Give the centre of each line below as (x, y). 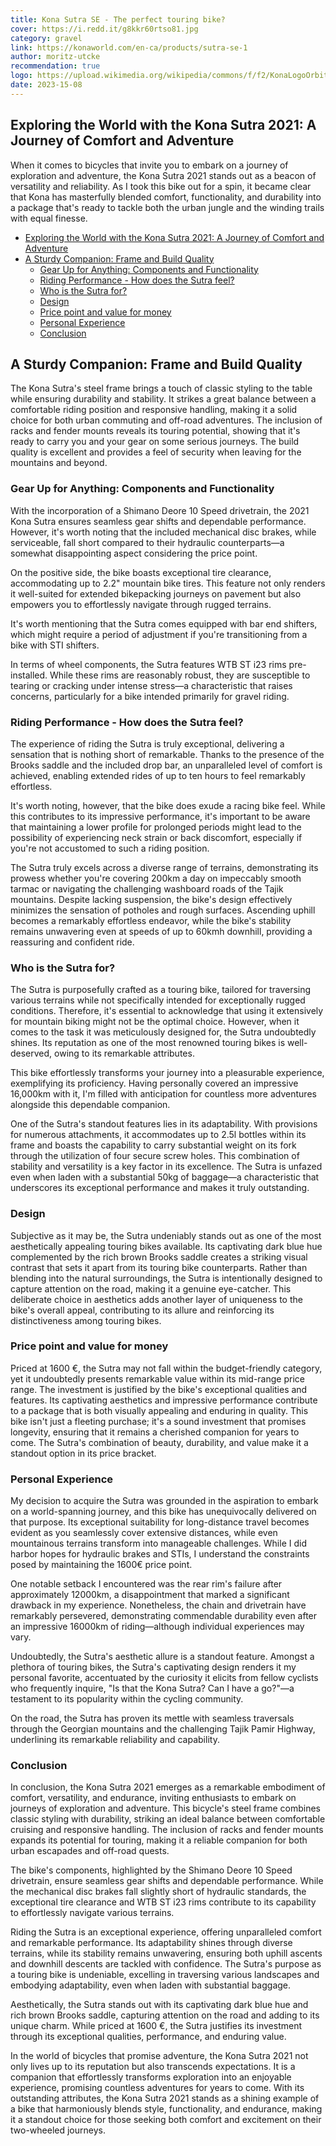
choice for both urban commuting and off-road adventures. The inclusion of (166, 420)
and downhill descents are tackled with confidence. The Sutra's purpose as (166, 1964)
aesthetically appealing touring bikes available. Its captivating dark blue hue (166, 1246)
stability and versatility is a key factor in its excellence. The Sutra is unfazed (166, 1167)
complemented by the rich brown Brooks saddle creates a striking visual (159, 1257)
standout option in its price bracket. (83, 1453)
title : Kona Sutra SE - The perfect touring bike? (118, 19)
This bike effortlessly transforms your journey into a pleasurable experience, (167, 1073)
